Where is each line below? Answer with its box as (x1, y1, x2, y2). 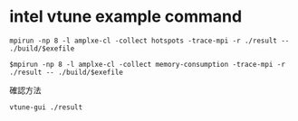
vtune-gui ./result (9, 102, 83, 112)
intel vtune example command (9, 6, 243, 27)
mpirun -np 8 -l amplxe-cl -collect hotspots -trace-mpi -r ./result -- (9, 36, 290, 45)
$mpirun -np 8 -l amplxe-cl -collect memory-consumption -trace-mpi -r (9, 60, 285, 69)
